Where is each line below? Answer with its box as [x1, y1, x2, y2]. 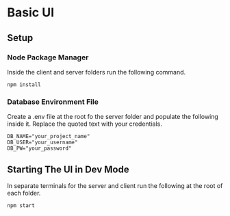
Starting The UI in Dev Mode [7, 163, 129, 175]
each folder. [7, 189, 41, 197]
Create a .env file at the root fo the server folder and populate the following [7, 113, 219, 121]
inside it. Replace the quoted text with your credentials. [7, 120, 162, 128]
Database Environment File [7, 97, 99, 107]
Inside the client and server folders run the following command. [7, 68, 186, 76]
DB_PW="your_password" [7, 145, 72, 152]
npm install [7, 81, 41, 88]
